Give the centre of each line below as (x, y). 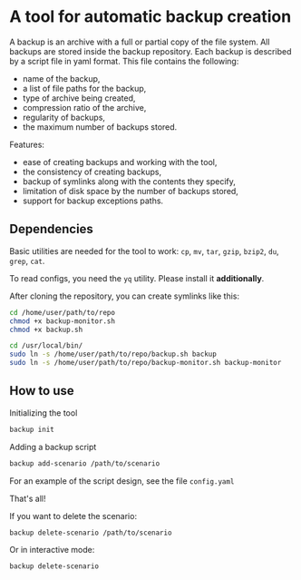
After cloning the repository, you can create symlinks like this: (125, 296)
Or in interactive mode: (52, 550)
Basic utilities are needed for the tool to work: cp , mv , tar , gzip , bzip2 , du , (144, 251)
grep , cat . (27, 261)
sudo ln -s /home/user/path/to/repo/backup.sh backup (113, 354)
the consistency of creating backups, (92, 172)
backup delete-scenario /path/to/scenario (91, 533)
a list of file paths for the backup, (84, 88)
